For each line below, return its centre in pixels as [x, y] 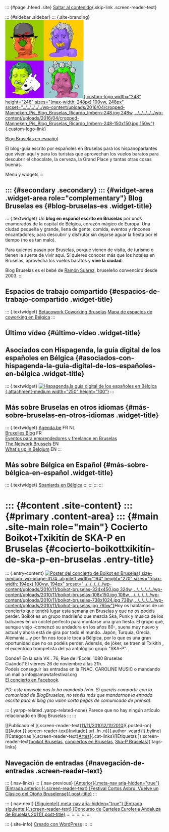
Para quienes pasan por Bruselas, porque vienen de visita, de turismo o [79, 250]
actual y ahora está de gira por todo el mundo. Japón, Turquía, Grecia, [78, 632]
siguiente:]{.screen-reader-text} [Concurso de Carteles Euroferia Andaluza [83, 809]
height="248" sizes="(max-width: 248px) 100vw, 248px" [65, 102]
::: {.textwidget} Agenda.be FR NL [40, 427]
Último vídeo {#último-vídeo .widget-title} [73, 333]
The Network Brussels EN [32, 444]
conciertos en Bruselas [89, 742]
